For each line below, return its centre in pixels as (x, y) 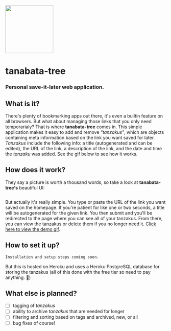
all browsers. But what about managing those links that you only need (79, 121)
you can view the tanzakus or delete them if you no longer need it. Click (81, 224)
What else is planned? (41, 293)
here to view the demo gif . (33, 229)
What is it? (22, 103)
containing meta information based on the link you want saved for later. (80, 137)
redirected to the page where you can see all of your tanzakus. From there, (84, 218)
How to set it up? (32, 245)
